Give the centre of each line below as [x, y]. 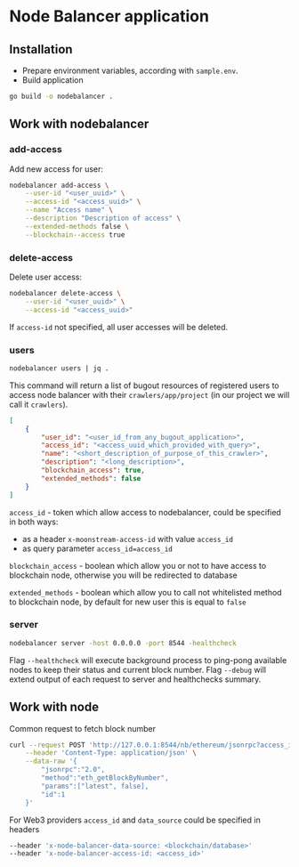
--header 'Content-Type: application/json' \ [111, 753]
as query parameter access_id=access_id [97, 548]
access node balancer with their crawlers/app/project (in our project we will [149, 394]
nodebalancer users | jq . [59, 368]
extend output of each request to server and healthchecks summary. [135, 679]
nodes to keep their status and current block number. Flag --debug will [138, 669]
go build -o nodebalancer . [61, 96]
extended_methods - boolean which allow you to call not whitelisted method [145, 592]
